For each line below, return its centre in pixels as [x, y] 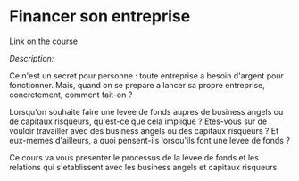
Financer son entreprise [100, 16]
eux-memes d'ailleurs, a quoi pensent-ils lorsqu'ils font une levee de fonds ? [149, 140]
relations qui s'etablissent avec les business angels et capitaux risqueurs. [144, 167]
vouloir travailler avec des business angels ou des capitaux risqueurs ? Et [144, 130]
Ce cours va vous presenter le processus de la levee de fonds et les [134, 157]
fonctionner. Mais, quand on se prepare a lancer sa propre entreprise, [137, 85]
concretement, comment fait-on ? [71, 95]
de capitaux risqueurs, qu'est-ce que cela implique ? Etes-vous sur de [138, 121]
